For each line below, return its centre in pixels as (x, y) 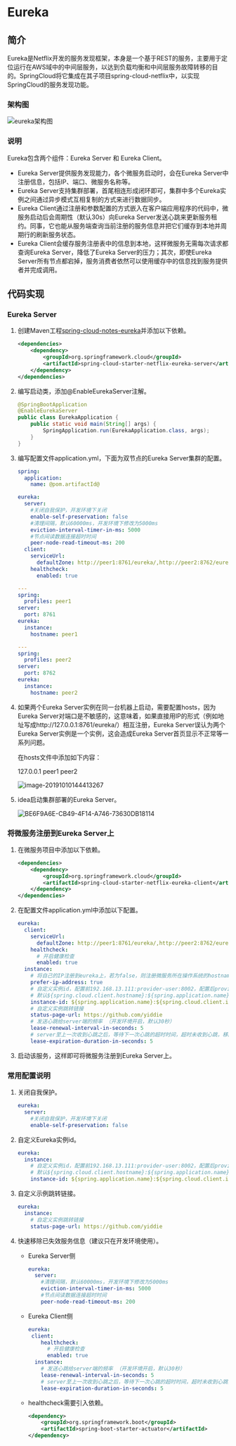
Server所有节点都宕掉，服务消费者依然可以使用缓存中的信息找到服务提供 (123, 260)
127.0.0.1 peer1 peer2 (47, 771)
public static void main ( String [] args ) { (93, 424)
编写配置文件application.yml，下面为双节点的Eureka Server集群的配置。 (122, 458)
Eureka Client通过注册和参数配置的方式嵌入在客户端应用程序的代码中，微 (123, 208)
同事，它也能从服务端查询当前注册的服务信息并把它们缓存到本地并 (125, 225)
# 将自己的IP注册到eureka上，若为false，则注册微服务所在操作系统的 (119, 976)
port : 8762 (40, 673)
